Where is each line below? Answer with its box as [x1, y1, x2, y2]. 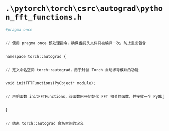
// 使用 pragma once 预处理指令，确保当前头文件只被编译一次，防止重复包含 [5, 40, 146, 46]
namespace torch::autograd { [5, 54, 66, 59]
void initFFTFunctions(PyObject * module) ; [5, 81, 96, 86]
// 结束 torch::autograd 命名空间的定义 [5, 121, 84, 126]
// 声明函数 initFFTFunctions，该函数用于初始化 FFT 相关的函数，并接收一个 [5, 94, 152, 99]
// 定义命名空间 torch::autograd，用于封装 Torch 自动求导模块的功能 [5, 67, 139, 72]
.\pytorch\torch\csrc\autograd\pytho [5, 4, 163, 13]
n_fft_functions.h [5, 13, 82, 22]
